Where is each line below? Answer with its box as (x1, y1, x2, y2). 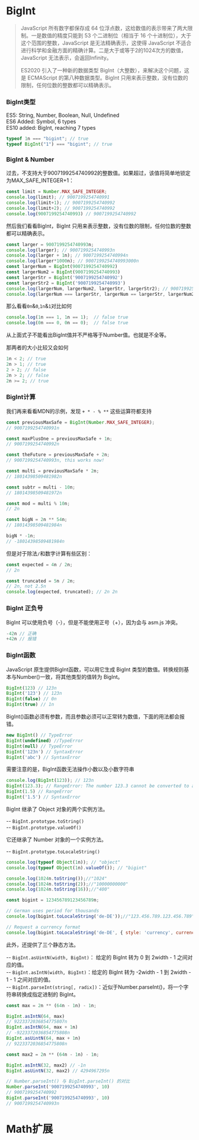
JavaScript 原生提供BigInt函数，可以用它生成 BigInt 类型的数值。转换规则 (6, 666, 184, 673)
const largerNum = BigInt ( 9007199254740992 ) (6, 264, 118, 270)
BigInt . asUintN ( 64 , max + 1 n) (6, 1036, 81, 1042)
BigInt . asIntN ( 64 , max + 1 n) (6, 1024, 78, 1030)
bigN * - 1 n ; (6, 533, 36, 539)
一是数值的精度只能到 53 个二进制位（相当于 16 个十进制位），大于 (31, 31, 191, 39)
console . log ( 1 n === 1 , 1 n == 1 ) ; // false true (6, 314, 129, 321)
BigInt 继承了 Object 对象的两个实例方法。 (6, 805, 108, 813)
